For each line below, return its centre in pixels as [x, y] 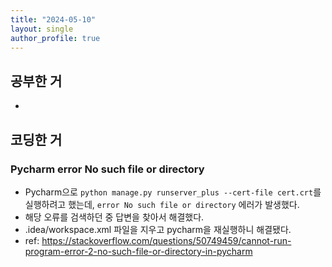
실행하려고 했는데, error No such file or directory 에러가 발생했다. [162, 204]
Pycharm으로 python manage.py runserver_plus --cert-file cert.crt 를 [173, 192]
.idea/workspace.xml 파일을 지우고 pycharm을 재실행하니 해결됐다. [158, 229]
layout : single [42, 29]
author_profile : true [55, 38]
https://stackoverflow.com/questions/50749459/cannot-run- [166, 240]
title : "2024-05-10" [53, 19]
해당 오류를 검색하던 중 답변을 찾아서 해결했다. [114, 217]
